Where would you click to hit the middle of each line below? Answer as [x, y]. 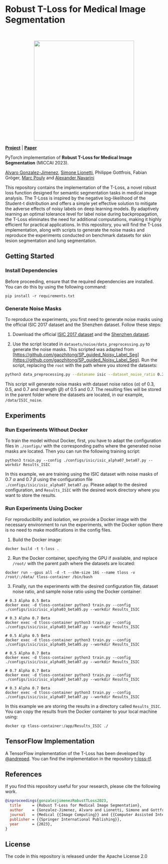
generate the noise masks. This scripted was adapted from [73, 349]
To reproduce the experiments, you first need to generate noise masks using [84, 319]
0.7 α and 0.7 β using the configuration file [49, 479]
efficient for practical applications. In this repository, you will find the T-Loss [83, 224]
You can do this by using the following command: [56, 286]
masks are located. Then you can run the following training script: [73, 451]
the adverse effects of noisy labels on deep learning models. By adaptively [82, 208]
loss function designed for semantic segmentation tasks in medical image [81, 192]
